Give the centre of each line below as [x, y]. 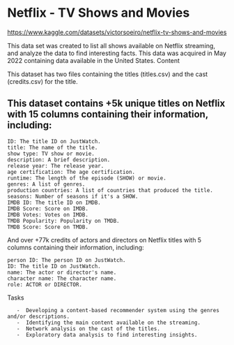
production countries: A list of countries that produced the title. [110, 190]
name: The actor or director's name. [62, 272]
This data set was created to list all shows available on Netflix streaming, [111, 45]
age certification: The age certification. [71, 172]
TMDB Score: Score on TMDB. [48, 227]
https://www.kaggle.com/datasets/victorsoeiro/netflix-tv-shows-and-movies [117, 32]
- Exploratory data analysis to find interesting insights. [107, 335]
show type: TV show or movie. [51, 154]
